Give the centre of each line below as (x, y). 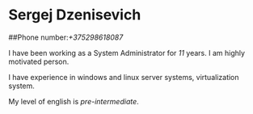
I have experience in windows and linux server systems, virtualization (124, 77)
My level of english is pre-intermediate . (74, 101)
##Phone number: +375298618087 (66, 37)
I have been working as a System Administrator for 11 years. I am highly (126, 53)
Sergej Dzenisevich (75, 15)
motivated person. (39, 61)
